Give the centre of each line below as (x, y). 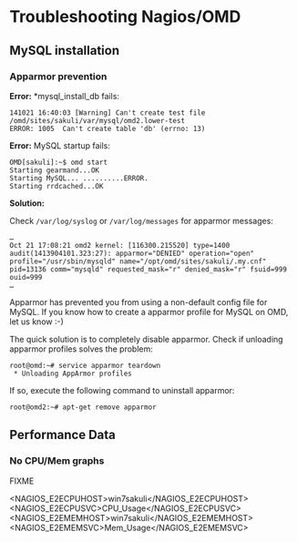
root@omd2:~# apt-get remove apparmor (83, 407)
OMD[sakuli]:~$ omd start (58, 162)
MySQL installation (65, 51)
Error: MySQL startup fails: (60, 145)
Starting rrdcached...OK (56, 186)
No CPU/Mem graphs (57, 461)
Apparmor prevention (58, 77)
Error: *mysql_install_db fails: (65, 96)
